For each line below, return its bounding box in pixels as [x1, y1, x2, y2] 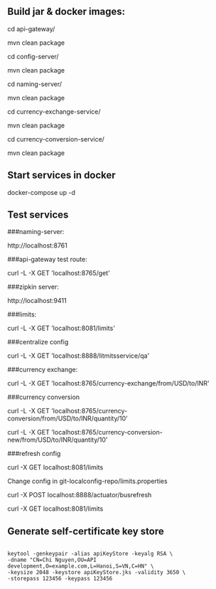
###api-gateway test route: [7, 255, 87, 264]
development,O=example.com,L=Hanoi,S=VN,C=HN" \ [7, 563, 154, 570]
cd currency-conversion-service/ [7, 134, 105, 143]
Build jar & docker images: [7, 6, 126, 18]
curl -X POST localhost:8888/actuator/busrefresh [7, 491, 152, 499]
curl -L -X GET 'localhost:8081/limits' [7, 324, 116, 333]
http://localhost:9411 [7, 297, 67, 305]
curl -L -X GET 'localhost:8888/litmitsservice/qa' [7, 351, 150, 360]
